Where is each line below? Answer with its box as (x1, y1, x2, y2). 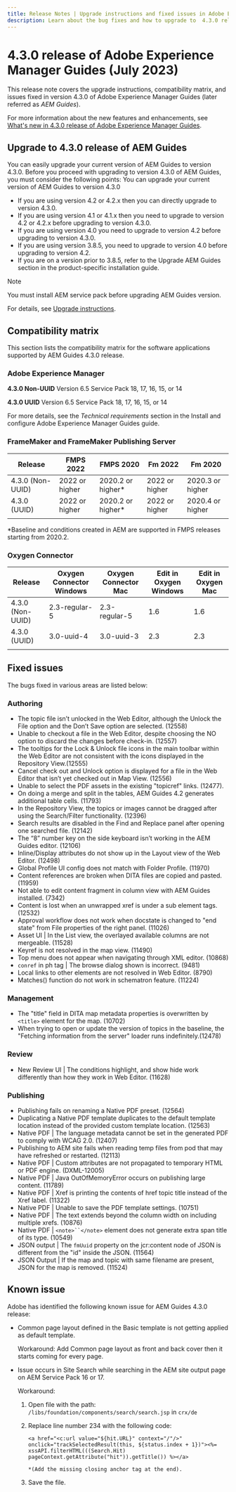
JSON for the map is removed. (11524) (17, 1263, 128, 1271)
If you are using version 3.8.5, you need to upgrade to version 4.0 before (17, 241, 228, 250)
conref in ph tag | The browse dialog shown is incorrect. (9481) (17, 961, 200, 970)
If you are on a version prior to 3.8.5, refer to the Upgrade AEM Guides (17, 256, 221, 264)
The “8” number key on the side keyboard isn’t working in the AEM (17, 834, 211, 842)
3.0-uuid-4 (48, 631, 88, 641)
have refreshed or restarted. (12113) (17, 1151, 121, 1159)
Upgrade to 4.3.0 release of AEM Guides (7, 141, 188, 153)
